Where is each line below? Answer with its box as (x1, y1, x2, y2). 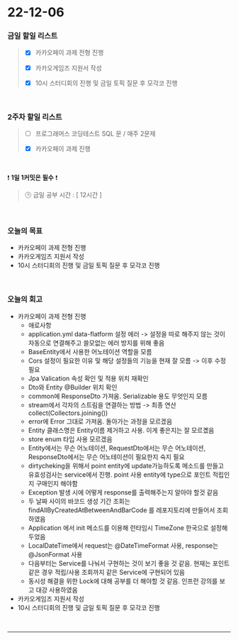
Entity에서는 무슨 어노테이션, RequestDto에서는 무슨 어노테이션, (28, 443, 206, 452)
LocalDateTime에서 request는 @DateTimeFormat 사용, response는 (28, 541, 219, 550)
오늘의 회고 (7, 294, 43, 304)
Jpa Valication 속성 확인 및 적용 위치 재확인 (28, 374, 149, 382)
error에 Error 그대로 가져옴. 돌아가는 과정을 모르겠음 (28, 416, 173, 426)
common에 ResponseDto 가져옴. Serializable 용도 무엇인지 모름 (28, 392, 208, 400)
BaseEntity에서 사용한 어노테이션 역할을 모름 (28, 347, 152, 355)
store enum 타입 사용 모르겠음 (28, 434, 113, 443)
